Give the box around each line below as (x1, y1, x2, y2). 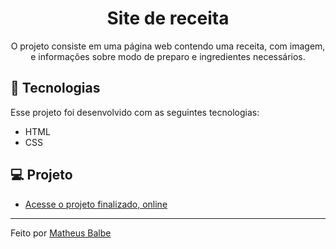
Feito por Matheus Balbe (10, 227, 112, 239)
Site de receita (106, 7, 230, 30)
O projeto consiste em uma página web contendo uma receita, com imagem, (10, 40, 326, 52)
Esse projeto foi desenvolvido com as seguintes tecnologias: (10, 106, 260, 118)
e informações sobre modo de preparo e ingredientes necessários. (30, 50, 306, 62)
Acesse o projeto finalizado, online (24, 198, 168, 210)
